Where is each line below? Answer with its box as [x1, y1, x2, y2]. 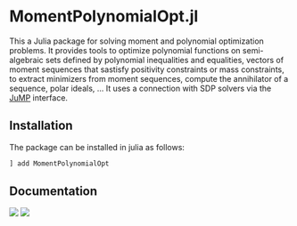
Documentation [9, 184, 98, 199]
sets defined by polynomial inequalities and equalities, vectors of [45, 54, 284, 65]
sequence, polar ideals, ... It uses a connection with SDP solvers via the [9, 83, 272, 93]
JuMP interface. [9, 92, 69, 103]
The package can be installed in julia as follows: [9, 141, 186, 152]
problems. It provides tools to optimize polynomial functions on [9, 44, 241, 55]
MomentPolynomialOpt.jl [9, 6, 199, 27]
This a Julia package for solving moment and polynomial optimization [9, 36, 265, 46]
